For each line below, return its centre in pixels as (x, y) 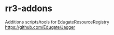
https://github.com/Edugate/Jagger (40, 27)
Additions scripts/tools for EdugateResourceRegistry (57, 22)
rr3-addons (29, 9)
